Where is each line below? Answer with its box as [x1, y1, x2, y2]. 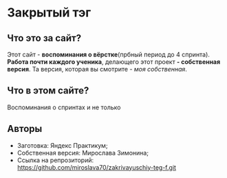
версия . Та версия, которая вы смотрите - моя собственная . [7, 65, 188, 73]
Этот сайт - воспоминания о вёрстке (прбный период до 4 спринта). [7, 50, 210, 58]
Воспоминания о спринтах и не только [7, 103, 121, 111]
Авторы [7, 123, 43, 135]
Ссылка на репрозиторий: [17, 156, 94, 164]
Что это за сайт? [7, 32, 81, 44]
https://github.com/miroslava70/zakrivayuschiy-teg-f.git [17, 163, 177, 171]
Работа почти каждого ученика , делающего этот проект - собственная [7, 58, 221, 66]
